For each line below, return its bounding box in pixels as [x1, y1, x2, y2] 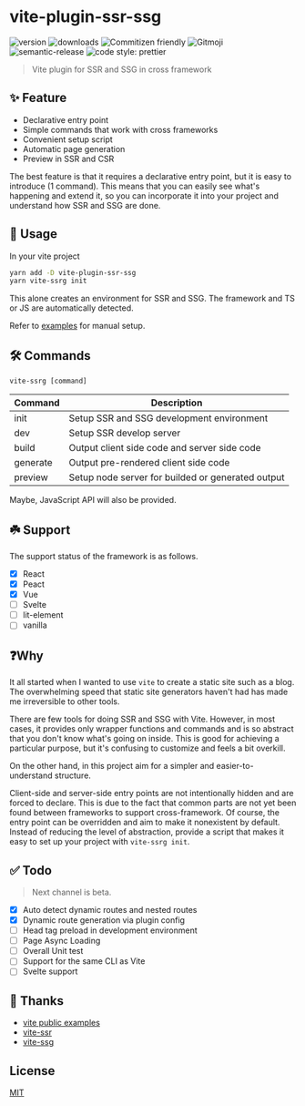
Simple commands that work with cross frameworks [22, 124, 219, 135]
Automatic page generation [22, 143, 126, 154]
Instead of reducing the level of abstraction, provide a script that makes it [9, 826, 285, 837]
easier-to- [216, 761, 254, 772]
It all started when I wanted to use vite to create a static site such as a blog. [9, 677, 295, 688]
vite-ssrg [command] [9, 376, 88, 386]
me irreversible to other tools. [9, 696, 120, 707]
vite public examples [22, 1018, 100, 1029]
